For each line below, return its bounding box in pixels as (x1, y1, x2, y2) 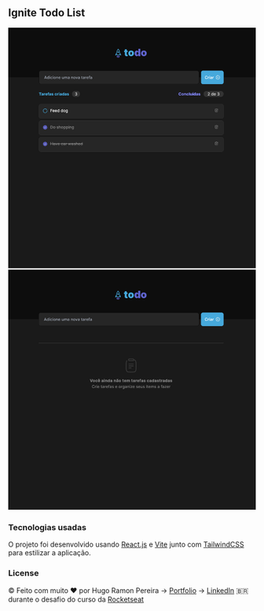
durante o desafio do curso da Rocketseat (8, 595, 144, 604)
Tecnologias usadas (8, 522, 86, 533)
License (8, 568, 39, 579)
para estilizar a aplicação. (8, 548, 92, 558)
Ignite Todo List (8, 6, 86, 20)
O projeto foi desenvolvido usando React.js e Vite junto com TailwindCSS (8, 540, 244, 549)
